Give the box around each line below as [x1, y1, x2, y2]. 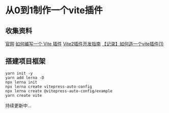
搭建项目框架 [5, 57, 46, 66]
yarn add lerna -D [5, 75, 44, 80]
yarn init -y [5, 70, 33, 76]
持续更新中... [5, 102, 32, 108]
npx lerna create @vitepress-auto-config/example [5, 88, 113, 94]
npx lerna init [5, 80, 38, 85]
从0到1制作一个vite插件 [5, 5, 103, 16]
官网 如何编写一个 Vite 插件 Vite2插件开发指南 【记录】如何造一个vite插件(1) [5, 41, 164, 47]
